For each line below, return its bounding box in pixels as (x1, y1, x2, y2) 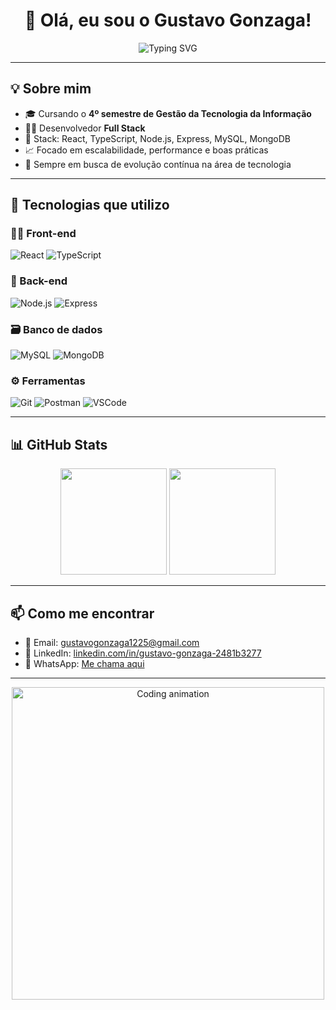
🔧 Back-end (10, 274, 68, 288)
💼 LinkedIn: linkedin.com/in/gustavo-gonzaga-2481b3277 (24, 647, 262, 659)
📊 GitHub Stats (10, 436, 108, 453)
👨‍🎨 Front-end (10, 227, 77, 241)
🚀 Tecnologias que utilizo (10, 197, 170, 214)
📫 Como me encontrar (10, 605, 155, 622)
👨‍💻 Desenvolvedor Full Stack (24, 122, 146, 134)
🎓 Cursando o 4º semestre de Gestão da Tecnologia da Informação (24, 107, 312, 119)
